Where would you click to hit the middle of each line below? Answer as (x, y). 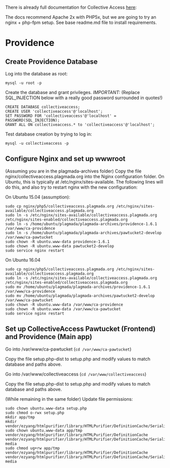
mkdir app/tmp (20, 417)
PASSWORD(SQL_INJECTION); (32, 120)
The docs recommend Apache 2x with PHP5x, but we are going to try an (81, 17)
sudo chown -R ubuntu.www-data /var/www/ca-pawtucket (63, 309)
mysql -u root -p (24, 83)
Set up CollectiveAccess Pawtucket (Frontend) (80, 329)
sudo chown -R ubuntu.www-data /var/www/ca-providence (64, 305)
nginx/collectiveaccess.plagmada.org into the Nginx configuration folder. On (85, 176)
